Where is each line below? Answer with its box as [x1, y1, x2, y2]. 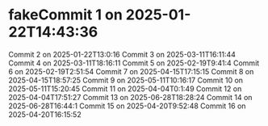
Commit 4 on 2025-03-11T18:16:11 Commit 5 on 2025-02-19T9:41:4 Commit [8, 58, 260, 68]
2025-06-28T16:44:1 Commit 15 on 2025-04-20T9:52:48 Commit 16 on [8, 101, 246, 111]
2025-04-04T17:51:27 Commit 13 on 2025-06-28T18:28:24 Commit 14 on [8, 92, 253, 102]
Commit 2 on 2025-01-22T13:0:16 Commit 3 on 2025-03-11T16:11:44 [8, 49, 237, 59]
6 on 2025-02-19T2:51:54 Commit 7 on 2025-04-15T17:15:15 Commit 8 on [8, 66, 254, 76]
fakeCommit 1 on [8, 6, 123, 24]
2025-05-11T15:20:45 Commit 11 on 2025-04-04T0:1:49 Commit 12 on [8, 83, 242, 94]
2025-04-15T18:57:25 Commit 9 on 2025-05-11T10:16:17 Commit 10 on [8, 75, 244, 85]
